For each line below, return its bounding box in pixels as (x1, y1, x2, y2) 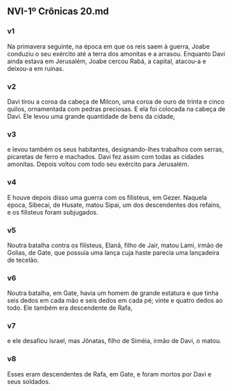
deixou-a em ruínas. (7, 64, 64, 72)
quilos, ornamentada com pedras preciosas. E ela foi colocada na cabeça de (7, 104, 226, 113)
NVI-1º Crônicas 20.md (7, 6, 109, 17)
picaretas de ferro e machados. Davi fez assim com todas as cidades (7, 153, 204, 161)
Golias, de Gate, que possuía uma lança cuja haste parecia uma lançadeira (7, 248, 220, 256)
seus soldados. (7, 377, 51, 385)
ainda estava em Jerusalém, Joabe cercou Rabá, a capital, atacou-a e (7, 57, 206, 65)
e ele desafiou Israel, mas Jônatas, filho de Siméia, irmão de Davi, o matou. (7, 337, 222, 345)
